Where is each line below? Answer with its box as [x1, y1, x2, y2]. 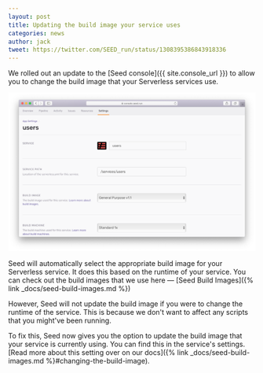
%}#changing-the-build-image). [46, 356, 151, 365]
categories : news [8, 29, 65, 37]
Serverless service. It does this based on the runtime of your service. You [8, 267, 246, 276]
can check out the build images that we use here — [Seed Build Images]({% [8, 275, 254, 285]
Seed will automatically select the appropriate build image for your [8, 258, 223, 268]
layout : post [8, 13, 51, 20]
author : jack [8, 38, 51, 46]
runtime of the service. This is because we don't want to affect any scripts [8, 307, 249, 316]
